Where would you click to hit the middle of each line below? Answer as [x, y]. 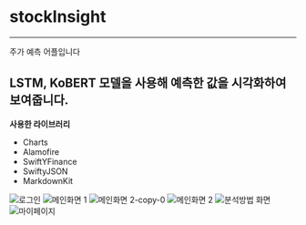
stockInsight [58, 17]
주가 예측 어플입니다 [45, 51]
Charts [35, 142]
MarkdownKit [48, 180]
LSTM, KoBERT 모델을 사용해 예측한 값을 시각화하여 [148, 83]
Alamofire [41, 151]
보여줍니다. [39, 101]
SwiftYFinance [50, 161]
